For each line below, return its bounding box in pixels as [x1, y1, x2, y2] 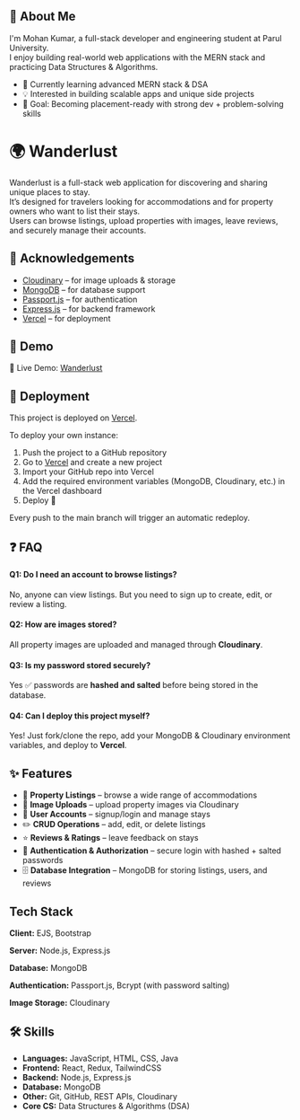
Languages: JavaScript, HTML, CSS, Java [21, 1053, 179, 1063]
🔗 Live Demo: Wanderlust [9, 363, 103, 374]
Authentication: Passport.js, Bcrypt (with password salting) [9, 980, 230, 991]
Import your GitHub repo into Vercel [21, 466, 155, 477]
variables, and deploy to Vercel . [9, 740, 127, 751]
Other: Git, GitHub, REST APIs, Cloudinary [21, 1090, 177, 1101]
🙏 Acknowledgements [9, 251, 135, 266]
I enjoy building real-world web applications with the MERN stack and [9, 51, 266, 63]
